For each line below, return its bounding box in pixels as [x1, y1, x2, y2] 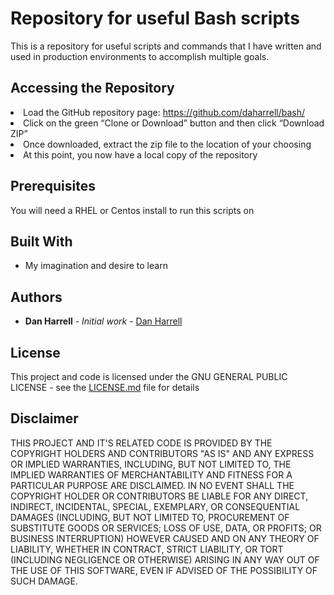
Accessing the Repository [10, 80, 175, 97]
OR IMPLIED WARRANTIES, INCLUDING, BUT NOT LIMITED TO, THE [10, 458, 292, 470]
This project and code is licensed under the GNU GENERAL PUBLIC [10, 371, 288, 382]
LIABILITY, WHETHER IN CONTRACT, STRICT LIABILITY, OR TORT [10, 543, 284, 555]
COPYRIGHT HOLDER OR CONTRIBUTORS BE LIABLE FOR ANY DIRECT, [10, 490, 309, 502]
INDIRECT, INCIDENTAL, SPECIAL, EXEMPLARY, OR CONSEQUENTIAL [10, 500, 301, 512]
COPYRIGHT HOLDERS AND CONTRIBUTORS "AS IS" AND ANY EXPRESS [10, 447, 315, 459]
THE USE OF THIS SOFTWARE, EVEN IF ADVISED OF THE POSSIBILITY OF [10, 564, 318, 576]
